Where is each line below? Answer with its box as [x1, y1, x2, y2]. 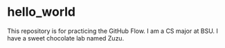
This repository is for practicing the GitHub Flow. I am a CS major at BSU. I [7, 27, 218, 35]
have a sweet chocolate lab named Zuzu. [7, 34, 125, 42]
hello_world [7, 4, 76, 20]
